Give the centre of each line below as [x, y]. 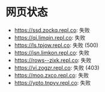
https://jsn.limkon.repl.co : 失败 [52, 52]
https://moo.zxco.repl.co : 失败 [52, 75]
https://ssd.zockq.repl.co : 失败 [52, 30]
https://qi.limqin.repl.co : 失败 [50, 37]
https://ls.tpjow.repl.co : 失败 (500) [56, 45]
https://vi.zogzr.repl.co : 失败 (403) [57, 67]
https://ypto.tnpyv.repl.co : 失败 [52, 82]
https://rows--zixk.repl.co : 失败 [53, 60]
